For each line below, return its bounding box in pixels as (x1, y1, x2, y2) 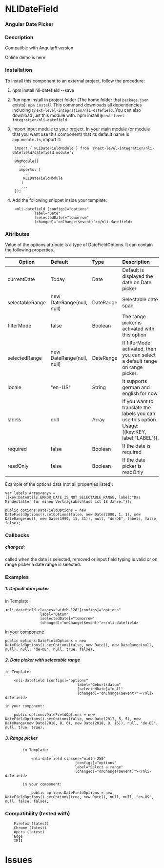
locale (7, 384, 21, 391)
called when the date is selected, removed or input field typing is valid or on (5, 556, 158, 562)
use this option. (122, 416, 158, 423)
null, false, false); (5, 799, 49, 804)
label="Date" (34, 211, 61, 216)
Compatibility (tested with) (5, 810, 70, 817)
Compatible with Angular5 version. (5, 45, 75, 51)
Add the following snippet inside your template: (12, 197, 107, 203)
